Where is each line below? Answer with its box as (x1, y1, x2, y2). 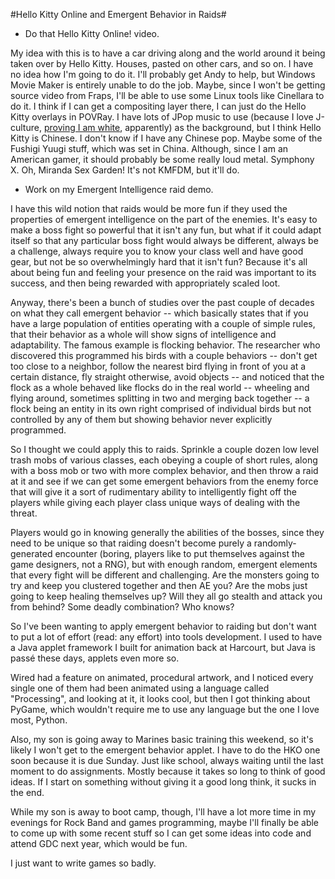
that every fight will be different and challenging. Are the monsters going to (10, 569, 320, 581)
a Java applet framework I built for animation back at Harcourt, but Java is (10, 642, 316, 653)
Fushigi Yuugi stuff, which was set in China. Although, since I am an (10, 143, 289, 154)
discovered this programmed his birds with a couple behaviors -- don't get (10, 350, 318, 361)
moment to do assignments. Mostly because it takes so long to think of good (10, 765, 326, 777)
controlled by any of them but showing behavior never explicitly (10, 414, 273, 425)
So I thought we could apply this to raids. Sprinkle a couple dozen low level (10, 444, 320, 455)
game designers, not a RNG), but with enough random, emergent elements (10, 559, 318, 570)
